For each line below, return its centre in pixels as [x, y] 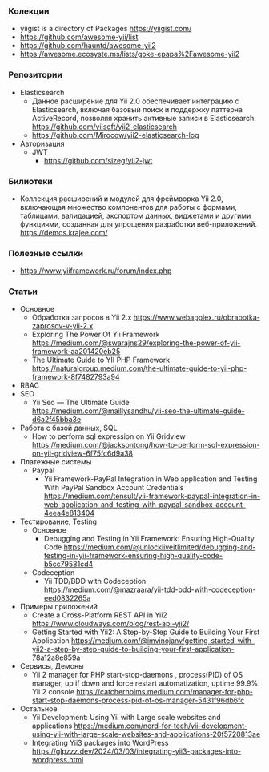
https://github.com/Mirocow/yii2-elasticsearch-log [115, 135]
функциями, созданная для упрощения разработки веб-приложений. [139, 224]
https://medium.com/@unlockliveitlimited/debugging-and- [160, 547]
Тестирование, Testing [58, 521]
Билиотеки [31, 181]
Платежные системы [56, 462]
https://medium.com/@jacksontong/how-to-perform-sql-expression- [146, 445]
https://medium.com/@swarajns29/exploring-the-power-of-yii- [136, 343]
